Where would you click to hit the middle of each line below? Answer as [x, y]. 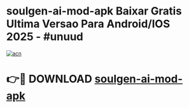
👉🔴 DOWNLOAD [49, 79]
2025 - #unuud [45, 37]
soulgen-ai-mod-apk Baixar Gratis [94, 11]
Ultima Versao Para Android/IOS [88, 24]
